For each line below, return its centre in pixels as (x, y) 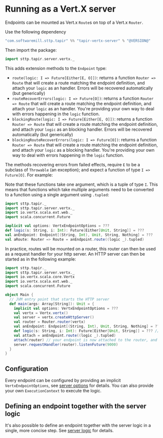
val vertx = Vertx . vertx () (41, 313)
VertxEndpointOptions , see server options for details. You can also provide (79, 385)
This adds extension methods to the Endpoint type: (56, 68)
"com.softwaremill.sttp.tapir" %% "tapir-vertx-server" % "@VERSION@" (78, 41)
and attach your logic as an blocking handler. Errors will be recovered (82, 129)
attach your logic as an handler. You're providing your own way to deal (83, 108)
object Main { (19, 295)
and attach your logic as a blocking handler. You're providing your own (83, 150)
